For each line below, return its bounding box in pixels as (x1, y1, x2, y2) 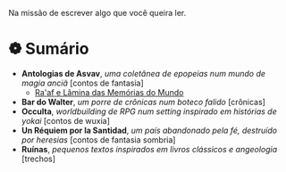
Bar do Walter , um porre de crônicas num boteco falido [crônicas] (21, 96, 265, 107)
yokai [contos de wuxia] (21, 115, 111, 126)
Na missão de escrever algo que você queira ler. (8, 8, 187, 18)
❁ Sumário (8, 39, 89, 59)
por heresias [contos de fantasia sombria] (21, 134, 176, 145)
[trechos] (21, 153, 55, 164)
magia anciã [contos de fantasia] (21, 78, 144, 88)
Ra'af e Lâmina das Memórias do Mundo (34, 86, 184, 97)
